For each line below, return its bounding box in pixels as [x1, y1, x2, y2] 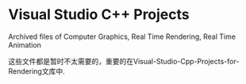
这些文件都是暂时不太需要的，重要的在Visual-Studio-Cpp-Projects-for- [8, 56, 240, 66]
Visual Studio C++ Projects [8, 6, 190, 24]
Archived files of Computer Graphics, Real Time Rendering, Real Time [8, 32, 236, 41]
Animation [8, 40, 42, 49]
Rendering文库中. [8, 66, 65, 76]
